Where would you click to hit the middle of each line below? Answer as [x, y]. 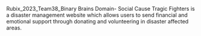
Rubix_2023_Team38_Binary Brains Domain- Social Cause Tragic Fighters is [101, 9]
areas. [14, 28]
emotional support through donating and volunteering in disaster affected [97, 21]
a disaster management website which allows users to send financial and [97, 15]
